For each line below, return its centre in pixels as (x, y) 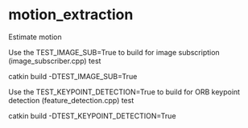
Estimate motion (35, 37)
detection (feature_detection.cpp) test (71, 100)
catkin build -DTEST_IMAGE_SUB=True (73, 76)
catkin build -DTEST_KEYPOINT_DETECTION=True (92, 116)
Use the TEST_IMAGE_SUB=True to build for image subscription (114, 52)
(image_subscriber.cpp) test (55, 61)
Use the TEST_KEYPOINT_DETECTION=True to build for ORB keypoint (124, 92)
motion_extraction (71, 15)
